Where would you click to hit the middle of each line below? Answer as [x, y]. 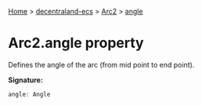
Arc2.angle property [76, 43]
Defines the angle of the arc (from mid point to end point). [101, 64]
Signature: [25, 80]
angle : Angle [29, 94]
